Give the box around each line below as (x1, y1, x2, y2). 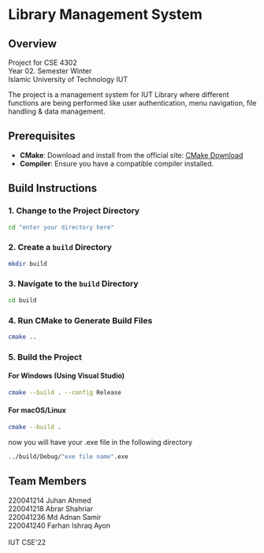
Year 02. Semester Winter (8, 66, 92, 76)
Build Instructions (8, 181, 98, 195)
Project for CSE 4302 (8, 58, 77, 67)
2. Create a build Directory (8, 242, 112, 253)
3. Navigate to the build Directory (8, 278, 139, 290)
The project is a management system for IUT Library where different (8, 90, 230, 99)
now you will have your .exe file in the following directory (8, 437, 193, 447)
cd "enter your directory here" (8, 223, 114, 231)
